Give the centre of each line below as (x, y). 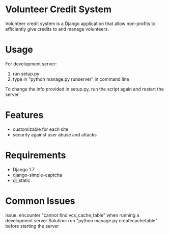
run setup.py (26, 74)
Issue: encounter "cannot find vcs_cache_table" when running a (72, 215)
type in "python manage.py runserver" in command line (71, 79)
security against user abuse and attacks (54, 134)
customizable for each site (40, 129)
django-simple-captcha (37, 175)
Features (24, 115)
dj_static (21, 180)
